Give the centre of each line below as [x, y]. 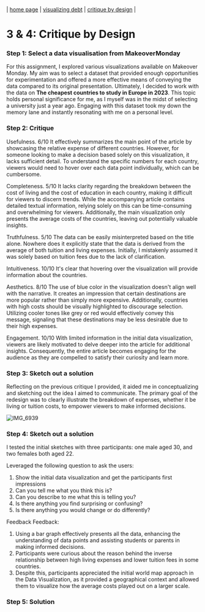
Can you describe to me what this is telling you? [76, 497]
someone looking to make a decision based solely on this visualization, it [98, 155]
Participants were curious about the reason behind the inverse [94, 553]
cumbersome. [24, 174]
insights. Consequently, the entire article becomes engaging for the [91, 351]
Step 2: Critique [30, 128]
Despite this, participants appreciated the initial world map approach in [104, 573]
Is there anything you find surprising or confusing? [79, 503]
